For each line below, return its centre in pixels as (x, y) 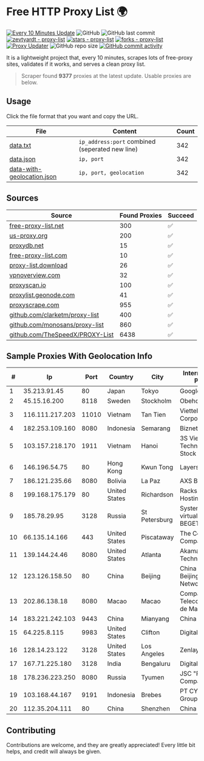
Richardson (158, 495)
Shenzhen (155, 709)
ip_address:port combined (117, 141)
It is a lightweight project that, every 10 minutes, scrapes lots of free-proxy (100, 57)
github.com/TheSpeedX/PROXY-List (62, 334)
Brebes (151, 695)
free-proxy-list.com (39, 255)
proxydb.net (27, 246)
